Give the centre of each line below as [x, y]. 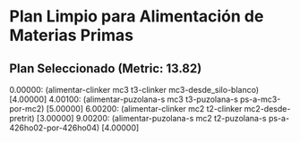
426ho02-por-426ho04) [55, 128]
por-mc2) [27, 109]
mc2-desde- [267, 109]
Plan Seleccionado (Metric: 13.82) [106, 68]
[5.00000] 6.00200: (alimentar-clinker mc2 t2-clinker [144, 109]
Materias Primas [72, 35]
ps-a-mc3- [261, 99]
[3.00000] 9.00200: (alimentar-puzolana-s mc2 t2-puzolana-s [151, 118]
